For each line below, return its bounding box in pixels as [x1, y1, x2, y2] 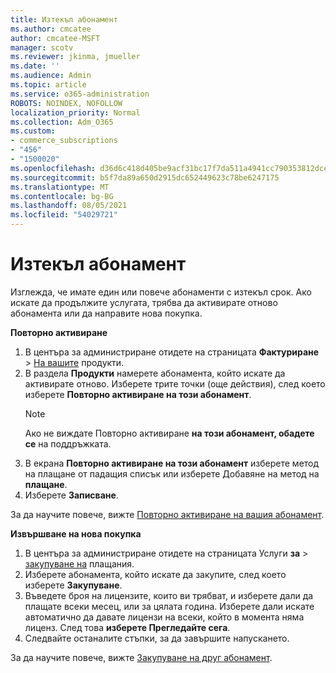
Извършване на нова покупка [10, 527, 142, 540]
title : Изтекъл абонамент [10, 14, 118, 25]
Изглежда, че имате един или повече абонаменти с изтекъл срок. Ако [10, 286, 312, 298]
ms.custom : [10, 126, 56, 136]
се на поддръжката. [24, 437, 112, 450]
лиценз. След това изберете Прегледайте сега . [24, 621, 231, 633]
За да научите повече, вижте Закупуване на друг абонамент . [10, 651, 273, 663]
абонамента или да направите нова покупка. [10, 307, 203, 319]
